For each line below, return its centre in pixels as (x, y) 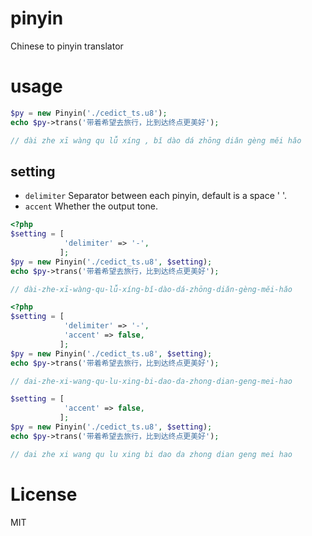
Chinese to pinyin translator (67, 46)
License (44, 494)
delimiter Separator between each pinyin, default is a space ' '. (155, 196)
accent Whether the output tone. (91, 206)
